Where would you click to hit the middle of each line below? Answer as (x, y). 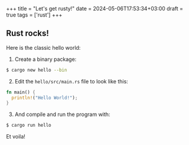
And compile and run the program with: (62, 114)
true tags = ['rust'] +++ (34, 15)
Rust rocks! (27, 33)
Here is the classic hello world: (43, 47)
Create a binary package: (45, 59)
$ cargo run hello (29, 125)
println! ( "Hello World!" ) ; (45, 98)
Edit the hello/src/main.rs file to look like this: (71, 81)
